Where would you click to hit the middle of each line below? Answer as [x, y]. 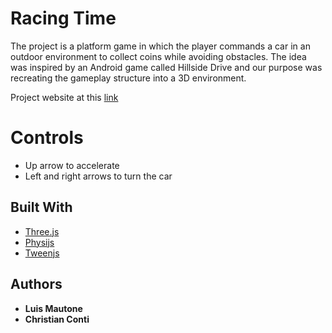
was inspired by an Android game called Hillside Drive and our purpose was [166, 67]
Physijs [39, 242]
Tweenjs [42, 253]
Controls [47, 138]
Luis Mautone [53, 308]
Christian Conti [57, 319]
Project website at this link [64, 97]
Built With [41, 207]
